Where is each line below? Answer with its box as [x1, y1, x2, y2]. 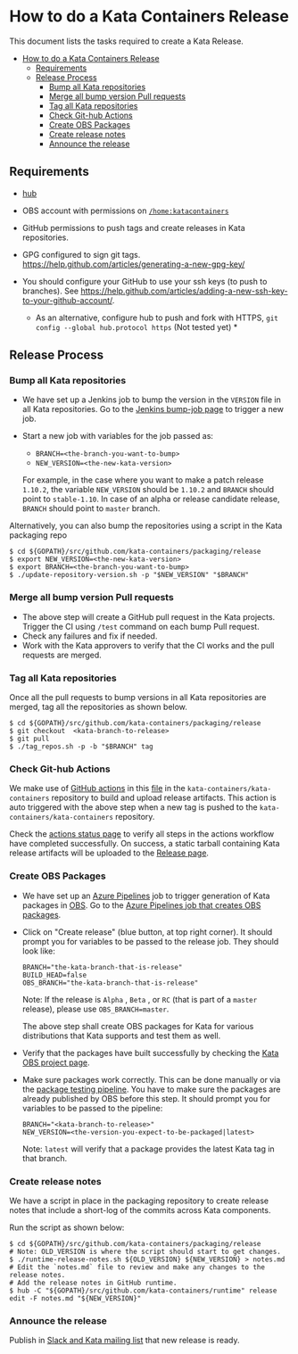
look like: [21, 945, 55, 956]
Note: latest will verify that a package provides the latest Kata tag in [21, 1143, 275, 1154]
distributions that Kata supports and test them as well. [21, 1030, 221, 1041]
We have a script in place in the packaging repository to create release [9, 1195, 269, 1206]
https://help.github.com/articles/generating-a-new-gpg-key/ [21, 259, 245, 269]
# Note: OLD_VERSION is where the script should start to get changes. [9, 1247, 281, 1256]
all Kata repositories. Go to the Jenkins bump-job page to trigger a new [21, 404, 284, 415]
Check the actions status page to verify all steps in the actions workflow [9, 829, 275, 839]
